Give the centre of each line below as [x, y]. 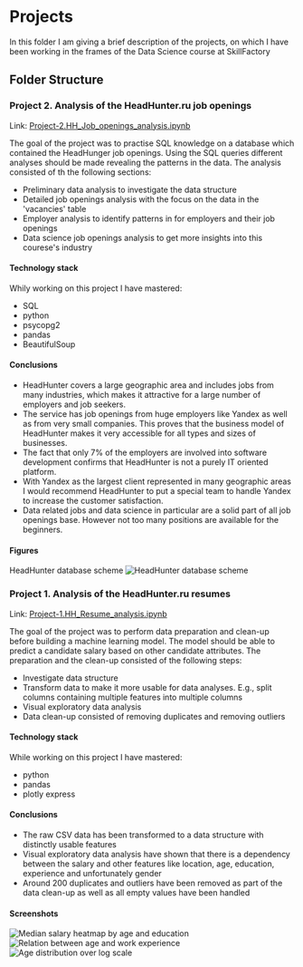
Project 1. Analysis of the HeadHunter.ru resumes [120, 594]
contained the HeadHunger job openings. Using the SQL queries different [146, 152]
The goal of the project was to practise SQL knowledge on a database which [152, 143]
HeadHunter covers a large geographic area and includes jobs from [148, 385]
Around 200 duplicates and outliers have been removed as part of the [152, 883]
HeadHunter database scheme [66, 571]
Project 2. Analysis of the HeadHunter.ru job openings [130, 106]
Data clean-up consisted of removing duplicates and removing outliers [154, 716]
